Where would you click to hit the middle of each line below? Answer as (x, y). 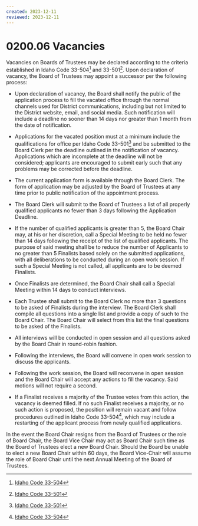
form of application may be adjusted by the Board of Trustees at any (98, 186)
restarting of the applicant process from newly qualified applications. (98, 423)
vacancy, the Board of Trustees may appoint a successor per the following (96, 76)
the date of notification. (43, 125)
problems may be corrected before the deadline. (73, 169)
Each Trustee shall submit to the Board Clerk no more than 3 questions (100, 301)
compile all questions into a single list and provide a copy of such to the (101, 314)
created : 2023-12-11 (32, 11)
